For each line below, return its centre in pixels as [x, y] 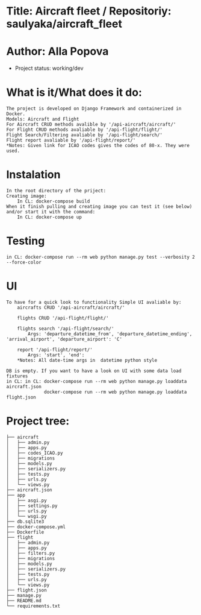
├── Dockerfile [25, 532]
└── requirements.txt [33, 606]
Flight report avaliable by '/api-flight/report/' [71, 140]
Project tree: [38, 421]
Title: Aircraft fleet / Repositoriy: [89, 11]
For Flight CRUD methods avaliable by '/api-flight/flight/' [85, 130]
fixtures [17, 376]
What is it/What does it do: [74, 93]
